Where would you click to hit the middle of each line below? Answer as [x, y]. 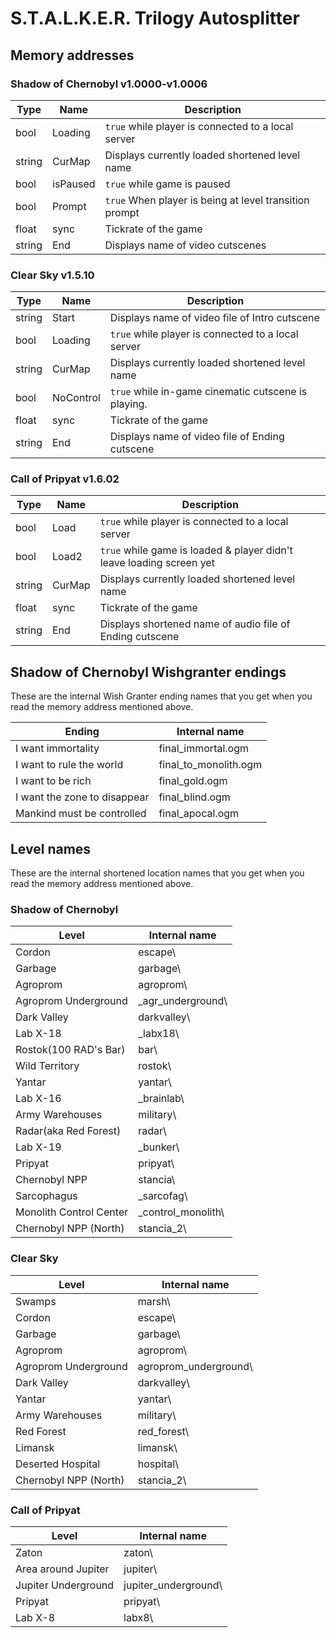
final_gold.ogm [193, 781]
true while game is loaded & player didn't [196, 550]
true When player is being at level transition [207, 200]
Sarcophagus [46, 1196]
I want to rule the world [69, 765]
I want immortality [57, 749]
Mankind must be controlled [81, 814]
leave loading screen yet [157, 563]
